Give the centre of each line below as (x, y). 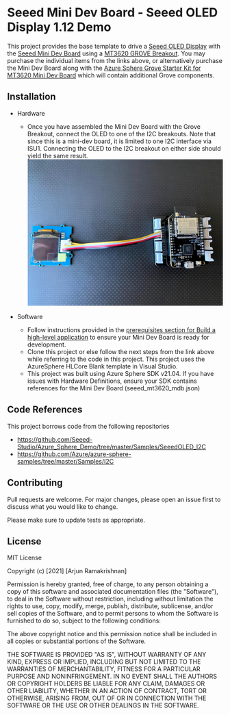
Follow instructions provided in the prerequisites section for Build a (121, 330)
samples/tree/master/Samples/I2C (65, 461)
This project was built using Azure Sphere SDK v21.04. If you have (120, 374)
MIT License (25, 558)
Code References (45, 410)
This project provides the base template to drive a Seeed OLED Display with (114, 46)
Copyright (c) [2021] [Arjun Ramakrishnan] (67, 571)
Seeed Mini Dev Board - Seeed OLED (113, 13)
